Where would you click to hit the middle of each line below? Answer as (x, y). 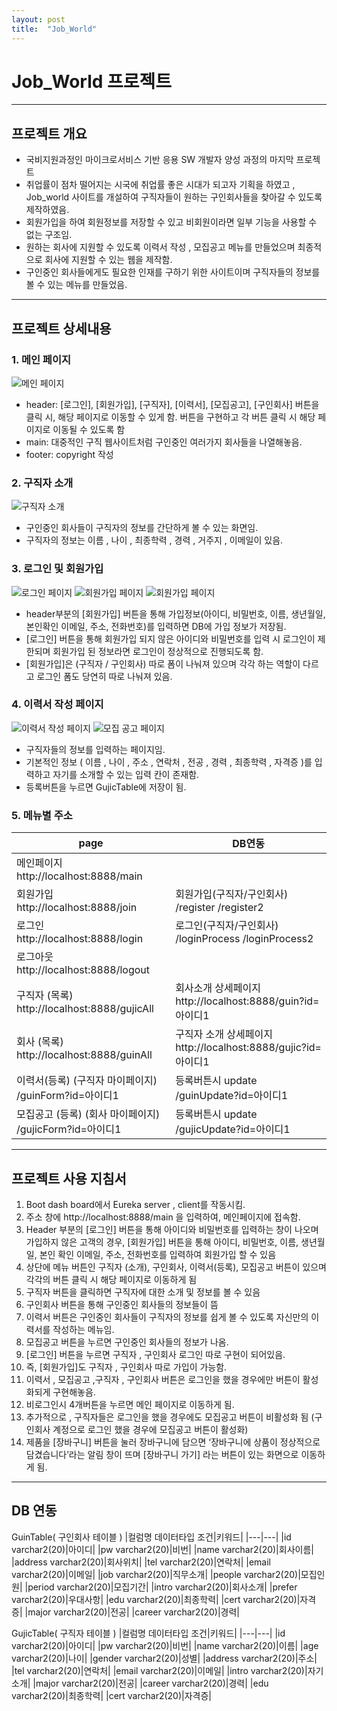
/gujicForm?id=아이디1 (69, 1129)
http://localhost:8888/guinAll (84, 1055)
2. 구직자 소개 (42, 483)
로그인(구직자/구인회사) (227, 926)
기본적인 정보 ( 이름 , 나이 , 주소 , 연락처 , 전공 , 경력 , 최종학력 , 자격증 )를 (169, 762)
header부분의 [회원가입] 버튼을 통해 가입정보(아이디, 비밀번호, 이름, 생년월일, (175, 613)
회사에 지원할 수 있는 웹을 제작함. (108, 260)
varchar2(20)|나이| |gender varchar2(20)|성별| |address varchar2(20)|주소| (164, 1658)
